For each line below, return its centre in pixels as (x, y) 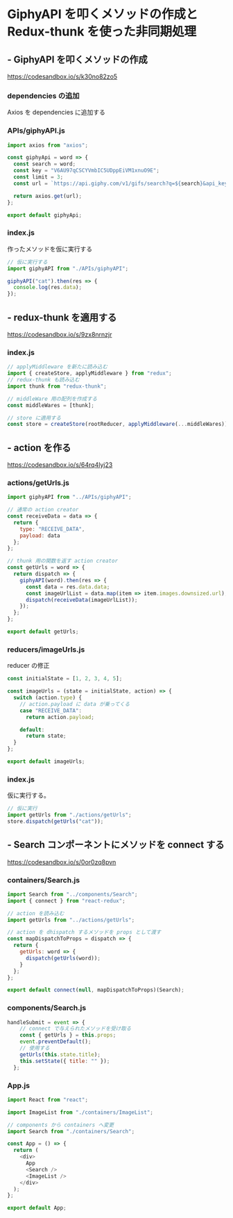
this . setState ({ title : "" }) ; (65, 1061)
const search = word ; (45, 164)
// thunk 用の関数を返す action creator (63, 561)
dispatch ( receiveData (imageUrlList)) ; (81, 600)
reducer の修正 (28, 666)
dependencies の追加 (43, 96)
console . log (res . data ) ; (48, 288)
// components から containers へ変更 (61, 1125)
